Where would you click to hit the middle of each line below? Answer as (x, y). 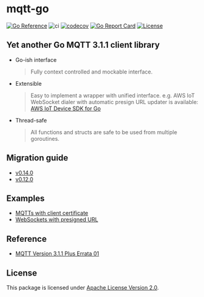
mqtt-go (28, 9)
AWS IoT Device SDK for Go (66, 108)
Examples (25, 198)
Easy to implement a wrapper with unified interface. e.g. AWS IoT (112, 95)
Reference (27, 239)
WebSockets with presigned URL (57, 220)
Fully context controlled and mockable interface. (92, 72)
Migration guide (37, 158)
